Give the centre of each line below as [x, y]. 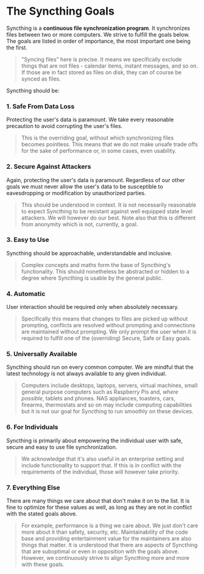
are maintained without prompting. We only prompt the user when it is [109, 332]
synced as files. [41, 79]
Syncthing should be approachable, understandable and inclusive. [89, 253]
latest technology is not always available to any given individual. [86, 374]
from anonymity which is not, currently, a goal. [79, 224]
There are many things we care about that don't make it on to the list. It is [98, 501]
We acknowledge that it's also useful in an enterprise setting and [103, 459]
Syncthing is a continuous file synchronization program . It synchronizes [98, 28]
